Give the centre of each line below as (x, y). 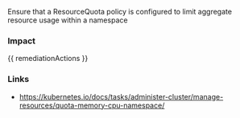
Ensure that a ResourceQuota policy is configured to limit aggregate (120, 12)
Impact (22, 41)
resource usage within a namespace (68, 20)
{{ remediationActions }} (48, 59)
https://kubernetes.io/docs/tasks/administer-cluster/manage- (121, 96)
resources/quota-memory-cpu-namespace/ (92, 105)
